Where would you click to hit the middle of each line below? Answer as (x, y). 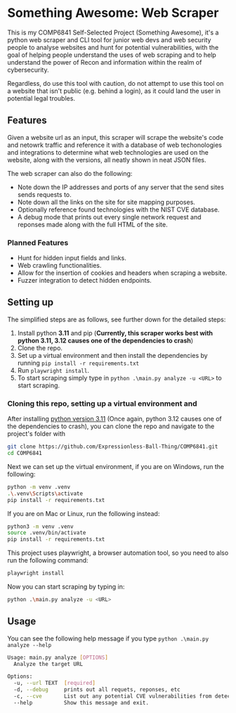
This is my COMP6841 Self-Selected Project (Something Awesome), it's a (113, 32)
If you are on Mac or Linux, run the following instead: (84, 513)
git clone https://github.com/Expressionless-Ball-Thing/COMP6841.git (113, 447)
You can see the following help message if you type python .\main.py (108, 638)
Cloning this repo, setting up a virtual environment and (103, 404)
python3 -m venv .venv (40, 526)
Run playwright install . (53, 370)
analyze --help (29, 645)
